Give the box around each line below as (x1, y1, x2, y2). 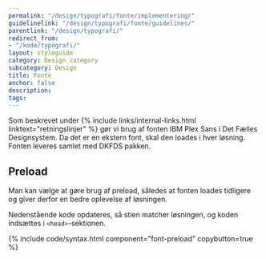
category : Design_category (8, 57, 99, 65)
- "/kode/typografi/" (8, 42, 81, 50)
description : (8, 86, 52, 95)
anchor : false (8, 79, 56, 87)
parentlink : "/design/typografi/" (8, 26, 124, 34)
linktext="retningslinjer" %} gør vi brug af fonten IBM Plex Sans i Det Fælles (8, 124, 258, 134)
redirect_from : (8, 34, 59, 42)
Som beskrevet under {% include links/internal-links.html (8, 115, 196, 125)
